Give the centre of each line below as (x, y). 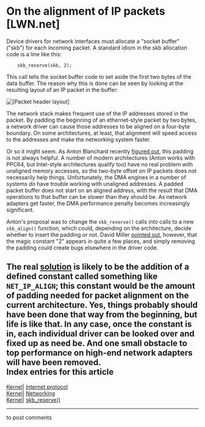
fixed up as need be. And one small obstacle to (97, 343)
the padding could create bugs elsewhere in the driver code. (82, 247)
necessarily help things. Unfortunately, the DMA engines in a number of (96, 177)
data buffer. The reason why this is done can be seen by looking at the (95, 83)
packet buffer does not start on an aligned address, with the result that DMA (102, 190)
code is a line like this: (34, 54)
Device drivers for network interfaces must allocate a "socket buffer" (93, 41)
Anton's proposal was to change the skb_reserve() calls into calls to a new (100, 221)
